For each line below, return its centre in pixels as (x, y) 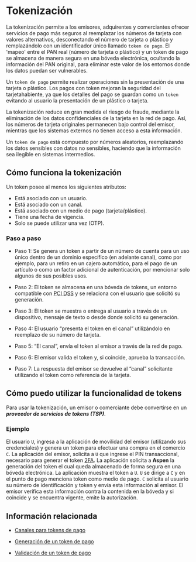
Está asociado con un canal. (49, 204)
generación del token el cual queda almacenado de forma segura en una (94, 467)
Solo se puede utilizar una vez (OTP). (59, 223)
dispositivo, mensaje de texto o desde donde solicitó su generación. (97, 317)
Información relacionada (52, 516)
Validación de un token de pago (53, 553)
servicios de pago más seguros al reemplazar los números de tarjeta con (94, 33)
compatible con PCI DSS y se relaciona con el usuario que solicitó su (97, 293)
